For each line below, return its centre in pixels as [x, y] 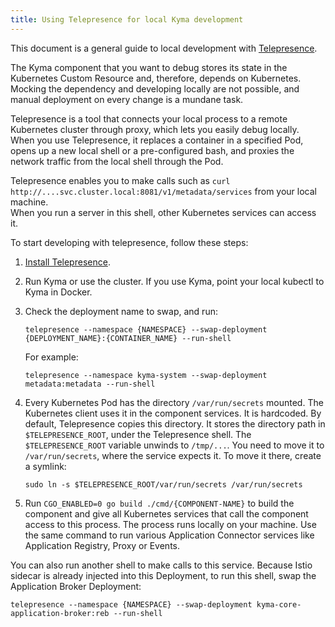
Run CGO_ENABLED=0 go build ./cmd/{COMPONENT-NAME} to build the [159, 503]
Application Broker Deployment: [76, 586]
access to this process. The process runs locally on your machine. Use [170, 524]
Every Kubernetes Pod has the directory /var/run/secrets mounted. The [174, 402]
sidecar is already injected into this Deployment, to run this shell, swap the [163, 575]
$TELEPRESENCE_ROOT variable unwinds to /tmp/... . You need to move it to [174, 445]
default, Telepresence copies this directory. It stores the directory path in [175, 423]
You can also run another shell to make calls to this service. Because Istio [161, 565]
